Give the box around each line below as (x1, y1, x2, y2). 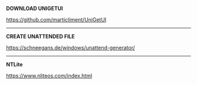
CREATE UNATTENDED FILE (6, 33, 75, 40)
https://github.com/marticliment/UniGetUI (6, 16, 107, 23)
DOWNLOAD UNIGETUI (6, 5, 63, 12)
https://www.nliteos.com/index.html (6, 72, 93, 79)
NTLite (6, 61, 23, 68)
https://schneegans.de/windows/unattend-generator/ (6, 44, 135, 51)
